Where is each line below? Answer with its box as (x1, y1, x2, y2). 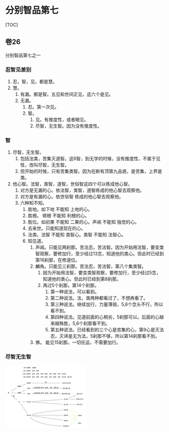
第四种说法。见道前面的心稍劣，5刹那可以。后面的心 (50, 314, 160, 320)
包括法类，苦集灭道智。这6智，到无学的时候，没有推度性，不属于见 (20, 156, 161, 162)
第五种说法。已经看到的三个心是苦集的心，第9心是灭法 (50, 327, 164, 333)
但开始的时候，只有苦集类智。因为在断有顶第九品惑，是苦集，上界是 (20, 168, 162, 174)
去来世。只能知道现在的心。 (27, 225, 86, 231)
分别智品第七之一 (5, 52, 41, 58)
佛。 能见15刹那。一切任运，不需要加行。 (35, 339, 121, 345)
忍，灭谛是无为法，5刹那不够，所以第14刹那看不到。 (50, 333, 160, 339)
